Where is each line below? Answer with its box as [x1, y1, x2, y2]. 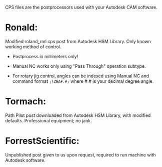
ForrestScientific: [5, 135, 79, 147]
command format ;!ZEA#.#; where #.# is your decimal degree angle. [12, 78, 154, 84]
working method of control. [5, 44, 61, 50]
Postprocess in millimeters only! [12, 53, 78, 59]
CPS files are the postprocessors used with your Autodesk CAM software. [5, 5, 157, 10]
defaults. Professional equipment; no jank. [5, 117, 92, 123]
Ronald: [5, 22, 38, 33]
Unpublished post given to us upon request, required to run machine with [5, 151, 156, 157]
